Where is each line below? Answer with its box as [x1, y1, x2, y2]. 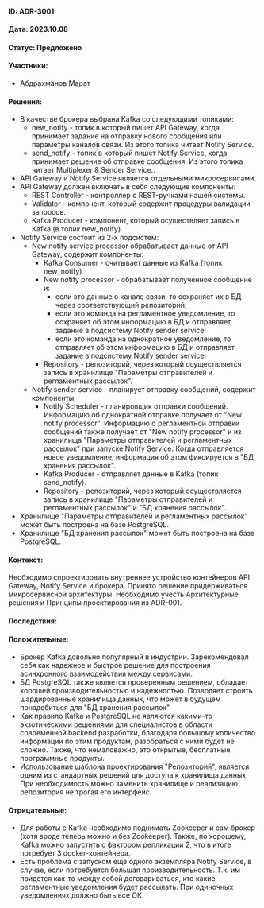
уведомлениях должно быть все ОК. [19, 891, 144, 900]
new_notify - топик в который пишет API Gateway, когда [31, 123, 220, 133]
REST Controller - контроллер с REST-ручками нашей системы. [31, 191, 246, 200]
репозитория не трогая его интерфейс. [19, 787, 152, 797]
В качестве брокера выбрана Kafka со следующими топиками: [19, 114, 234, 124]
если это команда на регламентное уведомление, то [55, 308, 235, 318]
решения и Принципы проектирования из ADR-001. [8, 598, 182, 607]
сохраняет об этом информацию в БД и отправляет [55, 317, 231, 327]
